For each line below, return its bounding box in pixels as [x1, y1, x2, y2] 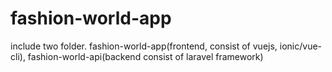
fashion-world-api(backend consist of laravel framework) [27, 50, 264, 62]
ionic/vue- [279, 40, 323, 52]
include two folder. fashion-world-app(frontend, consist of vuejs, [10, 40, 278, 52]
